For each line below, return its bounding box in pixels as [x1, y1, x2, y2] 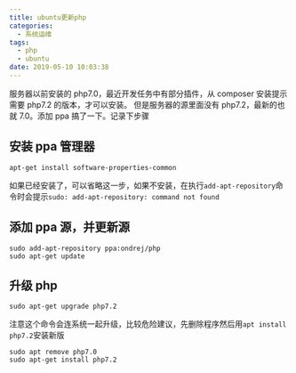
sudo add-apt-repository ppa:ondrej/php [9, 244, 162, 253]
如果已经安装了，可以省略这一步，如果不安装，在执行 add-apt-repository [9, 180, 276, 191]
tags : [9, 37, 29, 47]
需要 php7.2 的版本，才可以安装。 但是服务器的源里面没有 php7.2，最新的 [9, 99, 278, 109]
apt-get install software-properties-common [9, 163, 177, 172]
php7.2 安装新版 [9, 330, 65, 341]
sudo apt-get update [9, 251, 86, 261]
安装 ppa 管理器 [9, 139, 95, 154]
